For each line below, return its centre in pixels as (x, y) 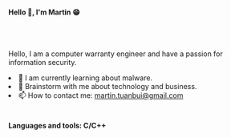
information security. (43, 63)
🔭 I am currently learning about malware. (86, 78)
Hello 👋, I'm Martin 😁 (44, 12)
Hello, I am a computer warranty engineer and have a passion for (115, 54)
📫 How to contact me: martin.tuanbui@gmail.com (101, 95)
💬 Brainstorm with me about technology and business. (108, 87)
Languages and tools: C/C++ (57, 125)
